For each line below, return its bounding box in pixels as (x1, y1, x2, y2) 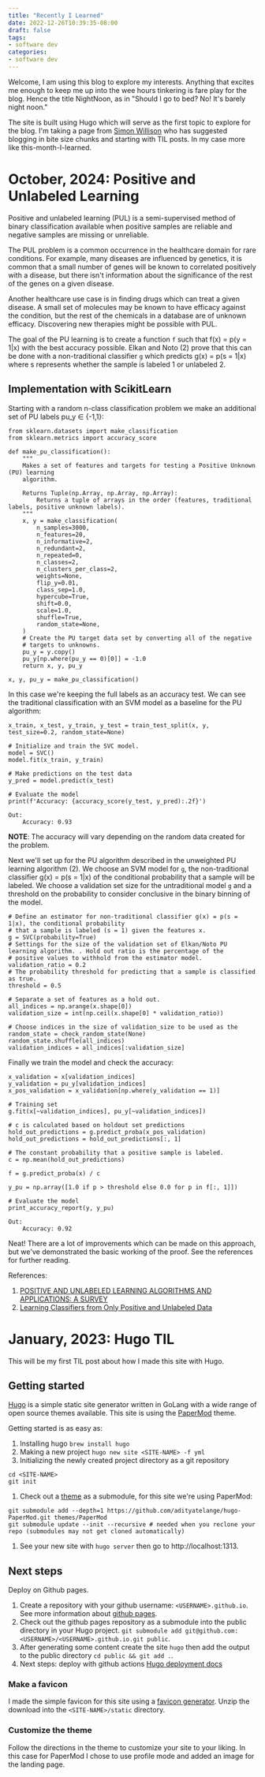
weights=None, (36, 572, 83, 580)
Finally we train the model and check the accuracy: (8, 1058, 174, 1067)
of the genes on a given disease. (8, 278, 114, 288)
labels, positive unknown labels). (8, 502, 125, 511)
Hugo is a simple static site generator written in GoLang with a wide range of (8, 1400, 258, 1409)
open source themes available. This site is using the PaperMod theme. (8, 1409, 237, 1418)
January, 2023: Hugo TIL (8, 1330, 175, 1348)
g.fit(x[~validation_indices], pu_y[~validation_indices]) (8, 1107, 207, 1115)
